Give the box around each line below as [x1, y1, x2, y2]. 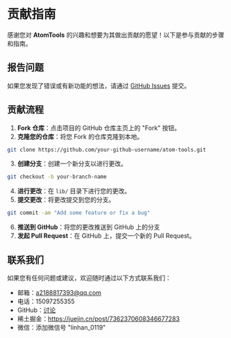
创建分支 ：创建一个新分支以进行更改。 [17, 159, 127, 168]
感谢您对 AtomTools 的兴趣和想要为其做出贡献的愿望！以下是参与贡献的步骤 [7, 31, 225, 39]
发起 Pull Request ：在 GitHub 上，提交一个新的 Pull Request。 [17, 232, 196, 240]
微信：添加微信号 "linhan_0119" [17, 323, 106, 331]
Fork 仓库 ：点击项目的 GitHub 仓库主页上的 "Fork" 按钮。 [17, 123, 181, 132]
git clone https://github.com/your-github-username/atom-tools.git [7, 146, 207, 153]
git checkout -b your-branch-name [7, 173, 108, 181]
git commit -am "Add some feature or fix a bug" [7, 209, 151, 216]
